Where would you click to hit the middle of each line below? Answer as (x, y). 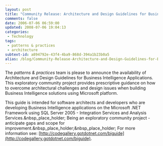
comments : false (21, 18)
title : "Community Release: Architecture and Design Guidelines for (76, 14)
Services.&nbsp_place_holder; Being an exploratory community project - (78, 118)
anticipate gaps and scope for (35, 123)
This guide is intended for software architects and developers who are (75, 102)
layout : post (18, 9)
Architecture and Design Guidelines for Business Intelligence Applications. (79, 78)
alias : (12, 59)
